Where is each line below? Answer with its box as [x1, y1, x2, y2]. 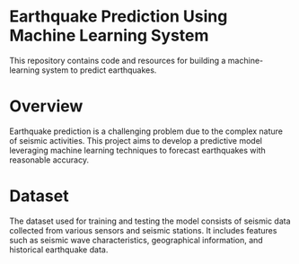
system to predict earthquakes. [41, 65, 157, 75]
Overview [9, 96, 84, 117]
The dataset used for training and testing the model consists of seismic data [9, 216, 291, 226]
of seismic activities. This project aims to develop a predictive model [9, 135, 263, 145]
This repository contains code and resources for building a [9, 55, 226, 66]
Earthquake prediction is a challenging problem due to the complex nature [9, 126, 284, 136]
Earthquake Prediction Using [9, 6, 228, 27]
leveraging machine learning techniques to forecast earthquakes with [9, 145, 267, 155]
